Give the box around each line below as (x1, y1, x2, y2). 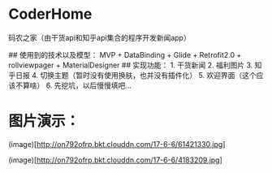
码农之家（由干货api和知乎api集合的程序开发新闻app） (8, 32, 191, 42)
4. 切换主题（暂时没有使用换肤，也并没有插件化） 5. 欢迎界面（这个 (31, 70, 257, 80)
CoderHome (8, 5, 93, 24)
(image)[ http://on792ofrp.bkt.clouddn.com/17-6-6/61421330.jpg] (8, 139, 226, 149)
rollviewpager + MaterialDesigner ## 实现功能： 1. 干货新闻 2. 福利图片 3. (8, 60, 253, 70)
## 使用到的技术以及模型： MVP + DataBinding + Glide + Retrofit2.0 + (8, 50, 242, 59)
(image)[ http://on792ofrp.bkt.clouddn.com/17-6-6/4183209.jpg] (8, 155, 223, 165)
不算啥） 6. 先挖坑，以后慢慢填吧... (15, 80, 132, 90)
